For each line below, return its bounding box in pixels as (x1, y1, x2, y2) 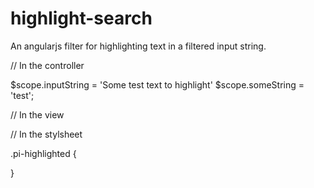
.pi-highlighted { (10, 147, 77, 159)
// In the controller (10, 59, 85, 71)
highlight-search (10, 7, 153, 30)
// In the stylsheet (10, 128, 83, 140)
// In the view (10, 108, 65, 121)
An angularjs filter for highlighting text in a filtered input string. (10, 40, 267, 52)
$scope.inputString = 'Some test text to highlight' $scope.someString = (10, 78, 305, 91)
